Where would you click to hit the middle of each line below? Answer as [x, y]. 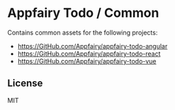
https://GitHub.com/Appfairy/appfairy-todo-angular [92, 46]
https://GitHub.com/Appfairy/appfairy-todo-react [89, 54]
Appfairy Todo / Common [83, 13]
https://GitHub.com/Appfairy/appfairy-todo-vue [87, 61]
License [25, 84]
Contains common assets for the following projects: [83, 32]
